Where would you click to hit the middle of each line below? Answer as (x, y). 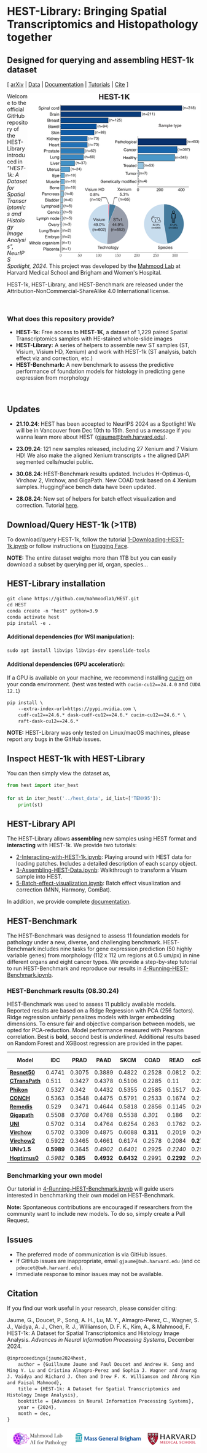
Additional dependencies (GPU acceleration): (66, 664)
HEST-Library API (41, 824)
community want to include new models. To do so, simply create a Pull (96, 1214)
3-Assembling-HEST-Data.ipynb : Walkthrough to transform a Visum (101, 870)
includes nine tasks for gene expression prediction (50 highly (115, 949)
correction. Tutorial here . (47, 506)
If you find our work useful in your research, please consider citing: (92, 1308)
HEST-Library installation (56, 584)
